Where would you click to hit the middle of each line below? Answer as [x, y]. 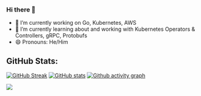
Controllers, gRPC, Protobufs [51, 36]
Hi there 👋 [21, 10]
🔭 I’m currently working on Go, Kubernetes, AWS [76, 23]
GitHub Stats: [32, 61]
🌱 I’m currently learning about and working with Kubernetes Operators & [105, 29]
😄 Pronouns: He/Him [41, 42]
